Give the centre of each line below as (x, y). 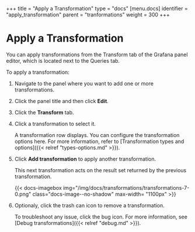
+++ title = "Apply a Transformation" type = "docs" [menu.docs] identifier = (97, 8)
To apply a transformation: (38, 72)
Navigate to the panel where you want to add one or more (84, 83)
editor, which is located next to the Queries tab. (63, 60)
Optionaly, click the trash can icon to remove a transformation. (89, 205)
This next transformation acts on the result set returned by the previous (100, 170)
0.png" (23, 194)
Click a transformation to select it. (55, 124)
